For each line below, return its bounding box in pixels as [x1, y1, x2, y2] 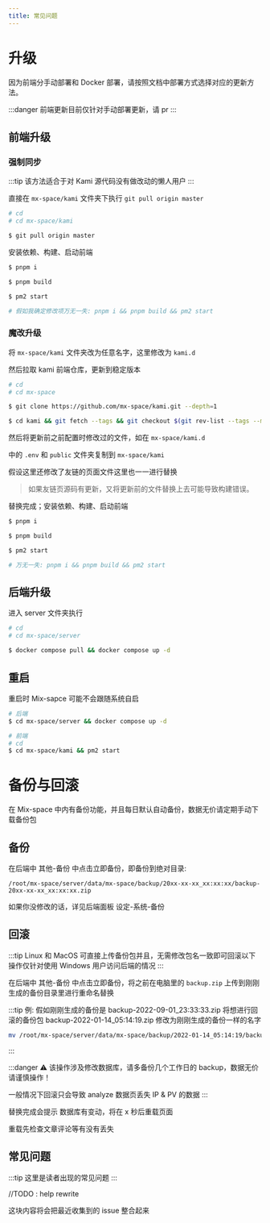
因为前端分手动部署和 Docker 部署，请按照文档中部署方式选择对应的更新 [8, 77, 247, 87]
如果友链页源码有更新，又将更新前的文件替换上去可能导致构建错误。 [27, 485, 254, 494]
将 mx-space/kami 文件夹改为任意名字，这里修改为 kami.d [8, 347, 195, 357]
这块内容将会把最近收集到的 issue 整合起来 [8, 1205, 150, 1215]
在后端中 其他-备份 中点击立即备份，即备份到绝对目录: [8, 863, 187, 873]
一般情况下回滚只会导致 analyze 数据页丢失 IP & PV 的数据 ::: [8, 1089, 208, 1099]
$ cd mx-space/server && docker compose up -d [8, 717, 167, 726]
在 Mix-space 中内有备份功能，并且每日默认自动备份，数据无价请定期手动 [8, 805, 252, 814]
